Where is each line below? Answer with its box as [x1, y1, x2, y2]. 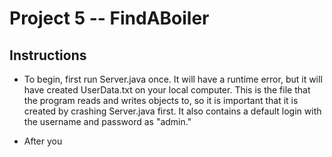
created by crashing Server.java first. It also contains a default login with [23, 105, 322, 117]
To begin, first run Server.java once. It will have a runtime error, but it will [23, 73, 323, 85]
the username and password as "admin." [23, 116, 192, 127]
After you [23, 135, 63, 147]
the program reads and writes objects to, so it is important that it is [23, 95, 299, 106]
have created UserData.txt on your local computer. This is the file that [23, 84, 311, 96]
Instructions [9, 47, 87, 64]
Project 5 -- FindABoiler [9, 7, 210, 30]
